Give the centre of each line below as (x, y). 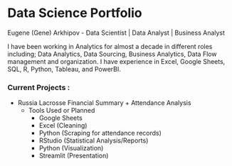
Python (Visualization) (71, 148)
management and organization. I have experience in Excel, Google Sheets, (116, 61)
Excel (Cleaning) (63, 126)
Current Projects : (39, 87)
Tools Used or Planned (62, 111)
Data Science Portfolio (75, 13)
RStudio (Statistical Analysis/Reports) (94, 140)
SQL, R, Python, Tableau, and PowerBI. (64, 69)
